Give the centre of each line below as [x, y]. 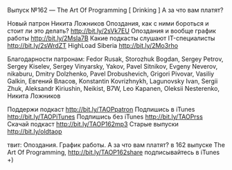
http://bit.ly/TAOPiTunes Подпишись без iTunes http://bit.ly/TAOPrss [105, 117]
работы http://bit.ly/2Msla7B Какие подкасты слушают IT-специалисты [111, 38]
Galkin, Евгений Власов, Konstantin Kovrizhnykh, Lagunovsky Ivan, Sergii [113, 81]
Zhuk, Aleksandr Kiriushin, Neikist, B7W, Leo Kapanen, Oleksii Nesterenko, [114, 88]
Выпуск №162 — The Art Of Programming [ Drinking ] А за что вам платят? [115, 10]
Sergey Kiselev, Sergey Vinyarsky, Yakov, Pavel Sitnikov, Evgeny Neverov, [113, 66]
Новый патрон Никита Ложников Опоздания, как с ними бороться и [108, 23]
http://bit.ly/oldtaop [35, 131]
